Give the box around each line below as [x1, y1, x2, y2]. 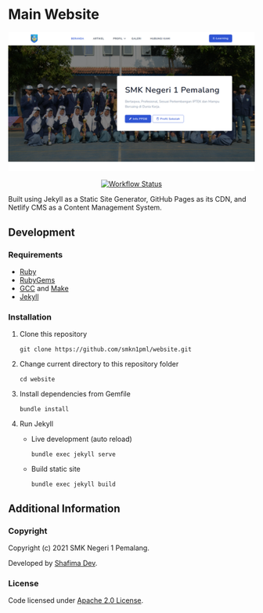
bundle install [19, 406, 70, 414]
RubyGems [19, 275, 56, 285]
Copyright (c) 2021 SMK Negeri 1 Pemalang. [8, 543, 150, 553]
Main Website [8, 5, 99, 24]
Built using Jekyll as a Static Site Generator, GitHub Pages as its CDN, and [8, 195, 247, 204]
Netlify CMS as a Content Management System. [8, 203, 162, 213]
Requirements [8, 249, 63, 260]
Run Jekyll [19, 419, 53, 429]
